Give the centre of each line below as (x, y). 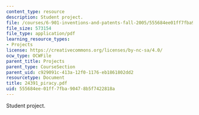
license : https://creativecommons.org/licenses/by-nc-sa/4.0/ (84, 50)
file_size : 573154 (29, 28)
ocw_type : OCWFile (29, 56)
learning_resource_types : (38, 39)
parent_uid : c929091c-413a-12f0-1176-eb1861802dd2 (70, 72)
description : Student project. (45, 17)
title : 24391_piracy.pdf (37, 84)
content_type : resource (36, 12)
